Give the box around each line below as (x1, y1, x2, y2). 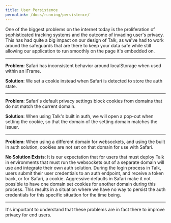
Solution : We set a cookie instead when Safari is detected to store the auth (5, 77, 163, 84)
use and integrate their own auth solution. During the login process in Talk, (5, 164, 161, 171)
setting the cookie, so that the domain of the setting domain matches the (5, 118, 158, 125)
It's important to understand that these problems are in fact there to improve (5, 206, 165, 212)
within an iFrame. (5, 68, 42, 74)
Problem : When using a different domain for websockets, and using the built (5, 138, 165, 145)
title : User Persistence (5, 7, 58, 13)
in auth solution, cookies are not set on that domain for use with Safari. (5, 144, 154, 150)
